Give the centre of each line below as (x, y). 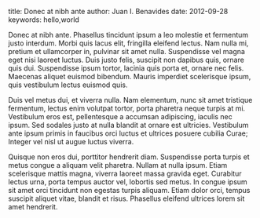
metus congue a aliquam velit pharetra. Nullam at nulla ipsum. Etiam (118, 165)
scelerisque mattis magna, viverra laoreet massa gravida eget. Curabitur (125, 173)
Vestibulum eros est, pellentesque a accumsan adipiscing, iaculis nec (121, 116)
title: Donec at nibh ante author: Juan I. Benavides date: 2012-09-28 (118, 11)
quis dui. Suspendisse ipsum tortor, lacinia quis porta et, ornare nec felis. (126, 68)
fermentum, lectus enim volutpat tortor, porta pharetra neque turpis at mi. (127, 108)
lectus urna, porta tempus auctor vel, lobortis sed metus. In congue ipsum (128, 182)
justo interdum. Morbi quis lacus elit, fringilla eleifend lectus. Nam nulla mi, (128, 43)
